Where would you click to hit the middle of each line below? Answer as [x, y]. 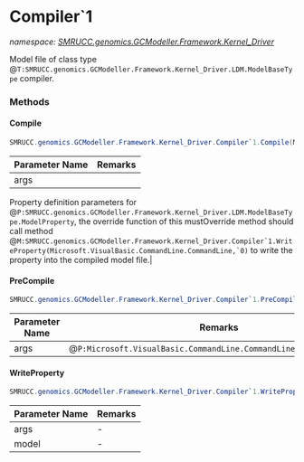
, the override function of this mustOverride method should [184, 221]
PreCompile [32, 280]
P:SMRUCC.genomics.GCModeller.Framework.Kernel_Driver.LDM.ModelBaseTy [155, 212]
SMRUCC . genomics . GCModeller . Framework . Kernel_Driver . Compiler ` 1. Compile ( [152, 143]
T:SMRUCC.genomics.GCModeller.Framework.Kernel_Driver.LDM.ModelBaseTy [155, 70]
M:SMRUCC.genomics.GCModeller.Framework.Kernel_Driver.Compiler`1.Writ [155, 241]
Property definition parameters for [73, 202]
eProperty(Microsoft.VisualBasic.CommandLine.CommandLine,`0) [129, 250]
